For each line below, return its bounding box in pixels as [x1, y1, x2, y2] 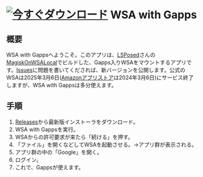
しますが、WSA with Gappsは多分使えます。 [6, 82, 117, 88]
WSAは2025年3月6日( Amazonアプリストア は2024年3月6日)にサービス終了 [6, 74, 194, 81]
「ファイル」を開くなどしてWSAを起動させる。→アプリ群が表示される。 [15, 141, 198, 148]
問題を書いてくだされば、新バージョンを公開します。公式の [37, 67, 186, 73]
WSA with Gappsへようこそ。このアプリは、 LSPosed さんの [6, 52, 156, 58]
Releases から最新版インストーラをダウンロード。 [15, 118, 139, 125]
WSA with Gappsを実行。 [15, 125, 79, 133]
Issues [16, 67, 33, 73]
